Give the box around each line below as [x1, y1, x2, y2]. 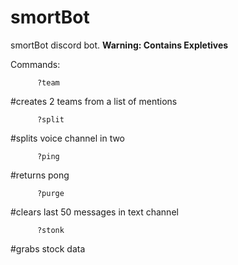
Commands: [10, 58, 61, 70]
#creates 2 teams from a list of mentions [10, 95, 178, 107]
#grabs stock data [10, 242, 86, 255]
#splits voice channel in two [10, 132, 126, 144]
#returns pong [10, 169, 70, 181]
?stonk [36, 225, 65, 235]
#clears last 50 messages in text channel [10, 206, 179, 218]
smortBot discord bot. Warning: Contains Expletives [10, 39, 229, 51]
